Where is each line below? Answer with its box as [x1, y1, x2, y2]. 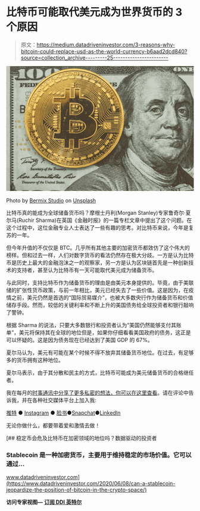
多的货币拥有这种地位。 [6, 356, 64, 363]
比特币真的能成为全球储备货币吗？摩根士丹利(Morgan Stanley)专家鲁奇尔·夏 [6, 209, 191, 216]
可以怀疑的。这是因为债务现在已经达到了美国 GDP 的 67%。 [6, 336, 153, 343]
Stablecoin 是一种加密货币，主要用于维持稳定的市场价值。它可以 [6, 450, 192, 459]
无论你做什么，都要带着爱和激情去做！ [6, 422, 100, 429]
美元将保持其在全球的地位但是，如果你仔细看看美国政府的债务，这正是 [18, 328, 192, 336]
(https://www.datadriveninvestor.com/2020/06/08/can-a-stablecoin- [6, 479, 176, 487]
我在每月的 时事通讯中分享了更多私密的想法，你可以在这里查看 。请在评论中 [6, 389, 189, 396]
